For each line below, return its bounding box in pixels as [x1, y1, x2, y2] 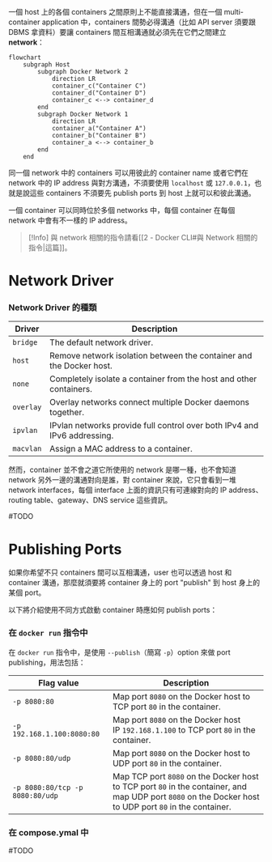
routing [8, 495, 32, 505]
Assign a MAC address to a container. [49, 444, 193, 455]
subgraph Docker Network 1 [37, 110, 129, 118]
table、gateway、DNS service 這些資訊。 [33, 495, 172, 505]
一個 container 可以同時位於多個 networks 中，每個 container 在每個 [8, 206, 236, 214]
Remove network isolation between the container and [49, 350, 253, 362]
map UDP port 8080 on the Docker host [112, 791, 260, 802]
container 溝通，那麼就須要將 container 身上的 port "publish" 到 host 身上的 [8, 578, 261, 588]
